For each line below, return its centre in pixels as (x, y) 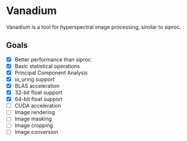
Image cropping (34, 125)
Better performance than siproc (53, 59)
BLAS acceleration (37, 86)
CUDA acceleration (38, 106)
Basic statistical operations (47, 66)
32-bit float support (39, 92)
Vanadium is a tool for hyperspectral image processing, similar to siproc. (93, 27)
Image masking (33, 119)
